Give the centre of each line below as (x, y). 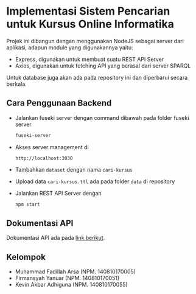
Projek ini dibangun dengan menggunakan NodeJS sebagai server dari (95, 41)
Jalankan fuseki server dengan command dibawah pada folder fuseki (102, 117)
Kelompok (26, 257)
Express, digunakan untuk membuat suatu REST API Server (89, 59)
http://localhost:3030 (44, 158)
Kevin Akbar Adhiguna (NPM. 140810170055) (71, 285)
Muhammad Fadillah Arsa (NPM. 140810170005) (75, 271)
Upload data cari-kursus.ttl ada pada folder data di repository (95, 181)
